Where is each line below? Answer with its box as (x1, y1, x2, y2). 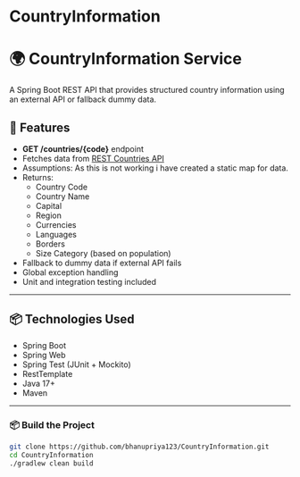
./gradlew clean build (9, 458, 94, 468)
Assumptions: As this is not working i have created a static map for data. (21, 163, 288, 173)
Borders (35, 238, 65, 249)
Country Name (35, 190, 90, 202)
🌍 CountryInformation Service (9, 49, 243, 69)
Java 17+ (21, 378, 55, 389)
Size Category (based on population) (35, 247, 171, 258)
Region (35, 210, 62, 221)
